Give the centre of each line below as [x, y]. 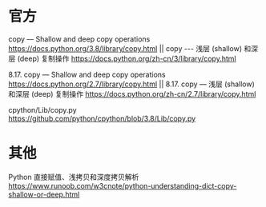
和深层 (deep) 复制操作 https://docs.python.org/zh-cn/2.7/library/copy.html [132, 94]
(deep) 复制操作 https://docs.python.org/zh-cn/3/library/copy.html [127, 58]
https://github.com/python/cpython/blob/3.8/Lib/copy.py [102, 118]
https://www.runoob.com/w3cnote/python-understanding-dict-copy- [123, 185]
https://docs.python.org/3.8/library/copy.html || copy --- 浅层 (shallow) [125, 48]
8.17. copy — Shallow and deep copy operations [87, 74]
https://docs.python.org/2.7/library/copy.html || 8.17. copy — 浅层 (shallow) [131, 84]
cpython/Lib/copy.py [43, 109]
